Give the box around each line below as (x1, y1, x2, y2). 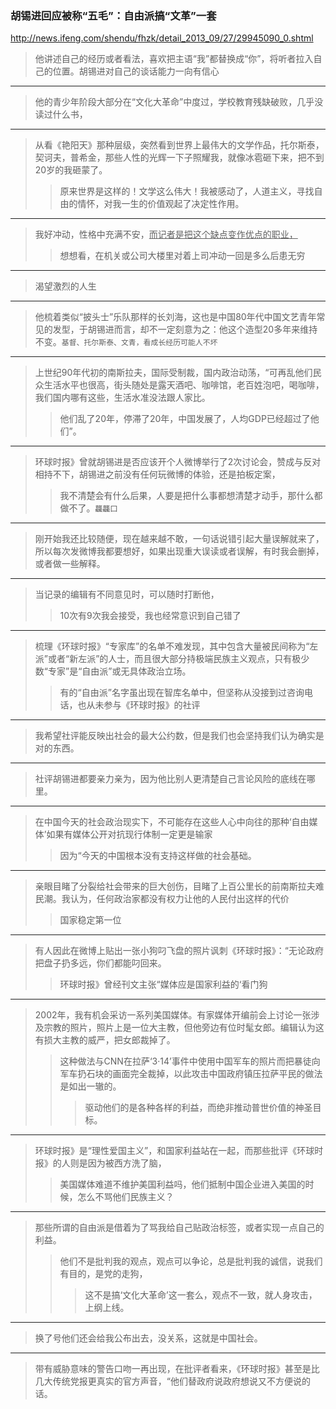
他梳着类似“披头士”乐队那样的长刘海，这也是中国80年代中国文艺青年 (34, 311, 317, 323)
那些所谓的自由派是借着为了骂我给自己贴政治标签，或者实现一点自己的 (34, 1222, 325, 1234)
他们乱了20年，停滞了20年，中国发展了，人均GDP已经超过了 (59, 413, 311, 425)
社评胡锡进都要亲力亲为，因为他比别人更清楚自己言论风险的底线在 (34, 773, 307, 785)
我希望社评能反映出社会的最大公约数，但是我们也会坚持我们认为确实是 (34, 730, 325, 742)
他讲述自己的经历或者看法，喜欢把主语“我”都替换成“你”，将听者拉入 (34, 53, 314, 65)
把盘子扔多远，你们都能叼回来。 (34, 957, 167, 969)
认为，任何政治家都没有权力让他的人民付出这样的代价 (69, 893, 290, 905)
